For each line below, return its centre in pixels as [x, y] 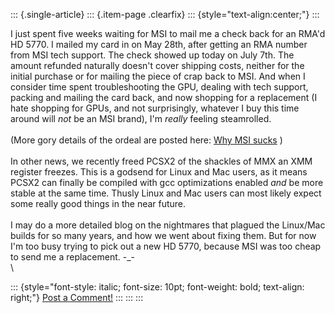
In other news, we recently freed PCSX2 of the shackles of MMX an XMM [161, 161]
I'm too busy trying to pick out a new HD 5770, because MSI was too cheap [166, 246]
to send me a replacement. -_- [72, 257]
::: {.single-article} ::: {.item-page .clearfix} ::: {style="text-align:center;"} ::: [165, 14]
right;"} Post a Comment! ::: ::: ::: [77, 297]
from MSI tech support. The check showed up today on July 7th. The [152, 55]
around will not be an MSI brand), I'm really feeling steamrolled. [141, 118]
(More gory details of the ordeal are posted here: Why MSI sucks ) [146, 140]
